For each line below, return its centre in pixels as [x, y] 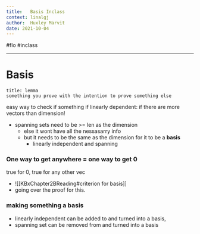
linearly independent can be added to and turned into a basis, [90, 219]
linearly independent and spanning [75, 144]
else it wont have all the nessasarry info [72, 131]
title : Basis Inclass [36, 12]
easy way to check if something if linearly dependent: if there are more [93, 107]
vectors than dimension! [36, 113]
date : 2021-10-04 [28, 28]
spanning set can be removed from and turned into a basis [87, 224]
